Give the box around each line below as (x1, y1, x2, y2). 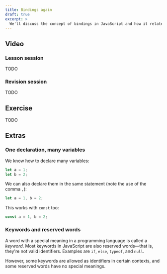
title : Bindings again (5, 7, 52, 12)
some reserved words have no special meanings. (5, 263, 106, 269)
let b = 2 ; (5, 172, 28, 177)
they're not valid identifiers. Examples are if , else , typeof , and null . (5, 248, 145, 254)
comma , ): (5, 186, 27, 192)
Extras (5, 131, 26, 140)
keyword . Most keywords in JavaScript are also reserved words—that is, (5, 243, 153, 249)
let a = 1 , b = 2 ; (5, 196, 43, 201)
